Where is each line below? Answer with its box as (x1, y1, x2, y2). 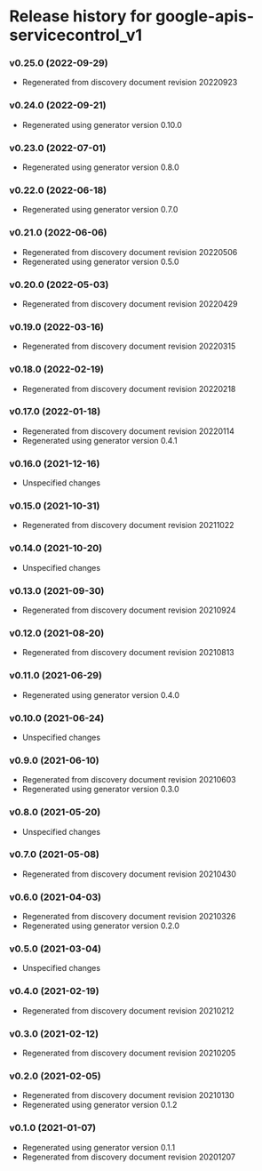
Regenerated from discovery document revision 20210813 (21, 647, 234, 658)
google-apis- (155, 6, 255, 27)
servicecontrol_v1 (9, 25, 143, 45)
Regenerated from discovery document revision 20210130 (21, 1090, 235, 1101)
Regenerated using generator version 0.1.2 (21, 1100, 178, 1111)
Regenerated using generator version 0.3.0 (21, 784, 179, 795)
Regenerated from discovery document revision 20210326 (21, 911, 236, 922)
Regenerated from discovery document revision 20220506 (21, 246, 238, 257)
